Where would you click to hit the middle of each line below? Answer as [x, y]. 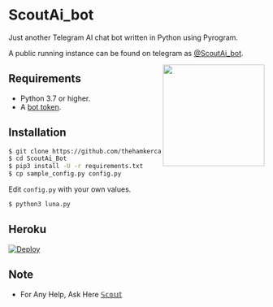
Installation [37, 133]
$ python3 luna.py [39, 205]
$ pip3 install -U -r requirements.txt [76, 166]
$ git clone [28, 151]
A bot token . [41, 106]
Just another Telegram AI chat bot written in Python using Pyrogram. [123, 37]
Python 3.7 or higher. [55, 98]
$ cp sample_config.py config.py [65, 174]
